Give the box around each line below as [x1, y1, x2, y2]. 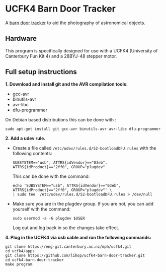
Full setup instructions [5, 67, 77, 76]
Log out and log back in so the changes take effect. [12, 225, 120, 231]
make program [5, 261, 33, 267]
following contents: [12, 150, 52, 156]
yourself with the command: [12, 206, 71, 212]
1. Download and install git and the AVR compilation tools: [5, 81, 128, 87]
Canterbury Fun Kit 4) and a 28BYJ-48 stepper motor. [5, 53, 117, 59]
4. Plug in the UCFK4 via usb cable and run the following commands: [5, 234, 152, 240]
